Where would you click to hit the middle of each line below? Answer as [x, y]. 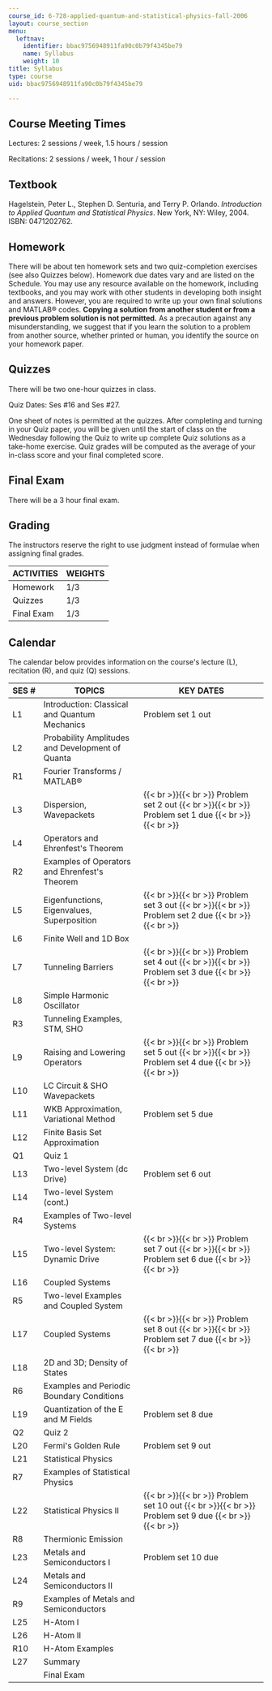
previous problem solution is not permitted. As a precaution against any [130, 318]
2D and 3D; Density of [85, 1362]
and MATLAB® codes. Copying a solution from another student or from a [132, 309]
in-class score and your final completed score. [86, 454]
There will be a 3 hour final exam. [64, 500]
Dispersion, [65, 805]
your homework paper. [46, 344]
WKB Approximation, [83, 1109]
